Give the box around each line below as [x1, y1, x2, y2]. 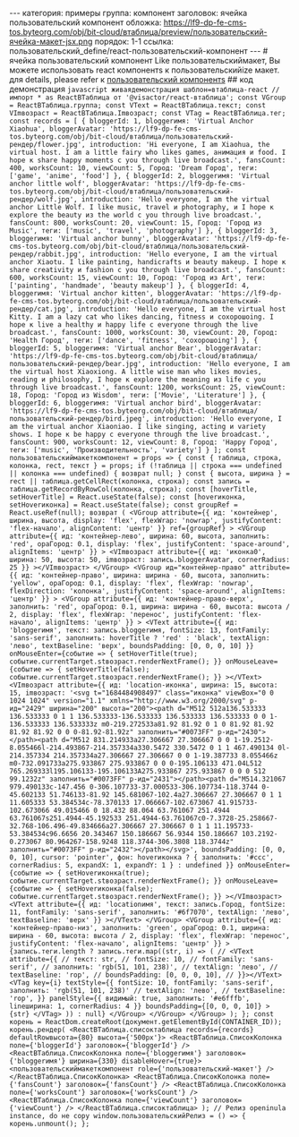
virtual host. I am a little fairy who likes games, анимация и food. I [9, 148, 286, 157]
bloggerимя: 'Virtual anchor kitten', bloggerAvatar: [9, 289, 215, 298]
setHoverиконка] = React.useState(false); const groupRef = [9, 500, 239, 509]
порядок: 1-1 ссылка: [94, 36, 175, 47]
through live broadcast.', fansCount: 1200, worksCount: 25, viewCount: [9, 383, 286, 392]
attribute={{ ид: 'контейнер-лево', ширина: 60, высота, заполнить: [9, 532, 270, 541]
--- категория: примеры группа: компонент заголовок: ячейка [9, 8, 248, 18]
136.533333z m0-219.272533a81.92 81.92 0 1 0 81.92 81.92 [53, 720, 275, 729]
